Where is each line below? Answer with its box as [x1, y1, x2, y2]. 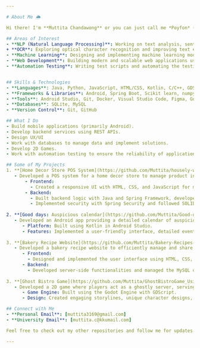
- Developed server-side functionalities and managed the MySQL [27, 267, 190, 273]
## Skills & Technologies [6, 79, 70, 85]
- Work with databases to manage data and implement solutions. [6, 140, 169, 146]
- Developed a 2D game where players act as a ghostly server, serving [14, 284, 196, 290]
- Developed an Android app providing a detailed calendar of [14, 217, 171, 223]
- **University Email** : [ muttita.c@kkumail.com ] [6, 317, 132, 323]
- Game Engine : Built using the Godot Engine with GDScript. [21, 290, 177, 295]
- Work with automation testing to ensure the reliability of [6, 151, 164, 157]
